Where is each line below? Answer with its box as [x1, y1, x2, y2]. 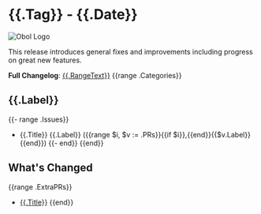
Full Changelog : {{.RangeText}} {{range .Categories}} [8, 70, 182, 80]
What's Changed [8, 161, 93, 175]
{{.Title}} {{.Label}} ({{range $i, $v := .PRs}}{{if [19, 130, 172, 139]
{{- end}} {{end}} [48, 138, 104, 148]
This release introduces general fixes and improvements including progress [8, 47, 254, 56]
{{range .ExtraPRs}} [8, 182, 73, 191]
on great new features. [8, 55, 82, 65]
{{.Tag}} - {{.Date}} [8, 6, 138, 24]
